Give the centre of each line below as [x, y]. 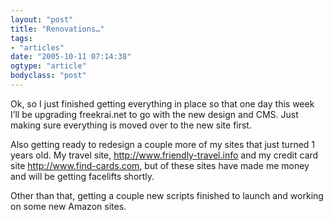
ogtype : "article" [48, 66]
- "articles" [37, 47]
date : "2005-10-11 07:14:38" [71, 57]
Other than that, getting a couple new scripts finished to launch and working [167, 195]
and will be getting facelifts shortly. [82, 176]
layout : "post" [42, 19]
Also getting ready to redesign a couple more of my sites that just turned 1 [163, 144]
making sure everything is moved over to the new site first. [131, 125]
